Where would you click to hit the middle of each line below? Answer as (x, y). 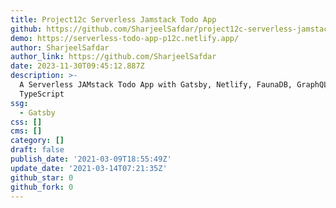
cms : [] (26, 131)
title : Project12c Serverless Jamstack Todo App (113, 19)
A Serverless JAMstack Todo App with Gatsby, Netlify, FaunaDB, (156, 85)
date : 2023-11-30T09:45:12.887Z (77, 66)
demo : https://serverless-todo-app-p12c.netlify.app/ (125, 38)
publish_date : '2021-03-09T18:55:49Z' (91, 159)
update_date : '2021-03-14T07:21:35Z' (89, 168)
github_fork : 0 (42, 187)
